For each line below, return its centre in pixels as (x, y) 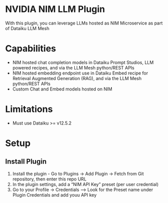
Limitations (29, 109)
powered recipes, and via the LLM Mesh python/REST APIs (73, 67)
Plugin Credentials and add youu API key (54, 195)
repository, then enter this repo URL (49, 179)
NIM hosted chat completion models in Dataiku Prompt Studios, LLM (83, 62)
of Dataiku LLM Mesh (27, 28)
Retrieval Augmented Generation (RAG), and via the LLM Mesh (77, 78)
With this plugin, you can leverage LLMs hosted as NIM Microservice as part (84, 23)
